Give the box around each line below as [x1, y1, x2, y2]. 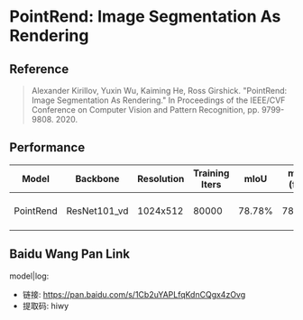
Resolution [137, 172, 185, 185]
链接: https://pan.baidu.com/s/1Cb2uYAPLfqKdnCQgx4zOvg [22, 288, 246, 299]
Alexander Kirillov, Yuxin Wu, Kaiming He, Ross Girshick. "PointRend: [31, 86, 288, 96]
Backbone [75, 172, 120, 185]
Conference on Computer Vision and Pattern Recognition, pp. [31, 105, 260, 114]
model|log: [9, 270, 50, 281]
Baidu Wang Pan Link [9, 246, 131, 262]
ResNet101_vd [66, 205, 129, 217]
